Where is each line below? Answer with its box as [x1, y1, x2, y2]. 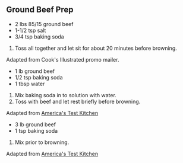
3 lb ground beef [14, 121, 56, 128]
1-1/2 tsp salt [14, 27, 46, 34]
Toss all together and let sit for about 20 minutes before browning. [14, 44, 177, 52]
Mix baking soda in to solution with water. [14, 91, 117, 98]
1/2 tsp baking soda [14, 73, 64, 81]
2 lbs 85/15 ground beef [14, 20, 74, 27]
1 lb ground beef [14, 68, 55, 75]
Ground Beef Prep [6, 5, 74, 15]
